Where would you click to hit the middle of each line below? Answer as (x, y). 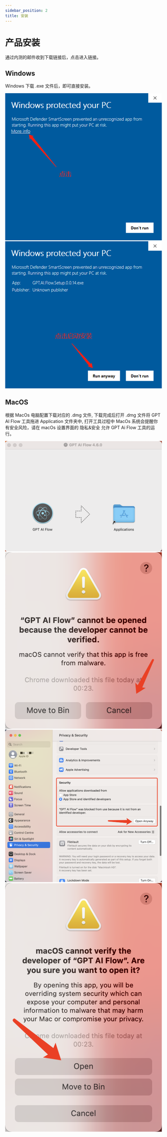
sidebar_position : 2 (27, 10)
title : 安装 (17, 16)
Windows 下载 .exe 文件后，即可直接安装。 (49, 86)
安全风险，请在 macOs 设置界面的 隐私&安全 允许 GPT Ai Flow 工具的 (80, 427)
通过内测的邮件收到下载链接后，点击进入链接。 (53, 57)
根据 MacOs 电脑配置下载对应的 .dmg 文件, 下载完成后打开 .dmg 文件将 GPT (83, 415)
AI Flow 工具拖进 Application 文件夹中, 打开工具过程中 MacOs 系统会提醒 (80, 421)
